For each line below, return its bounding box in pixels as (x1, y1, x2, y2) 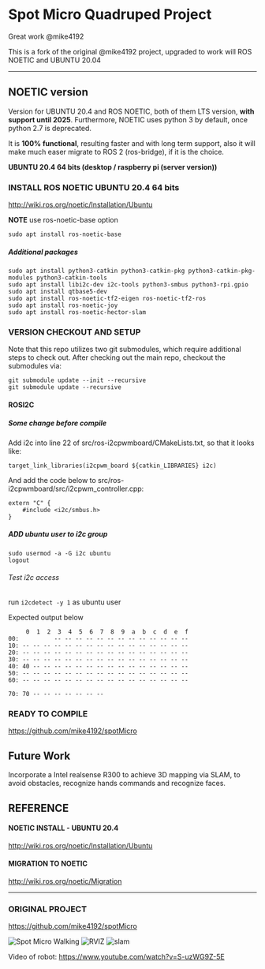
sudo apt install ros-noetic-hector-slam (8, 309, 147, 316)
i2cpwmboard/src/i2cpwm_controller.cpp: (8, 484, 144, 493)
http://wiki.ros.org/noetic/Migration (8, 876, 122, 885)
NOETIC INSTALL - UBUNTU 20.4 (8, 823, 119, 833)
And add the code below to (8, 475, 96, 484)
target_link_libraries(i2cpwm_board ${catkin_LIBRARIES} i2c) (8, 462, 217, 470)
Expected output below (8, 613, 84, 623)
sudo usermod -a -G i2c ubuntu (8, 549, 111, 557)
